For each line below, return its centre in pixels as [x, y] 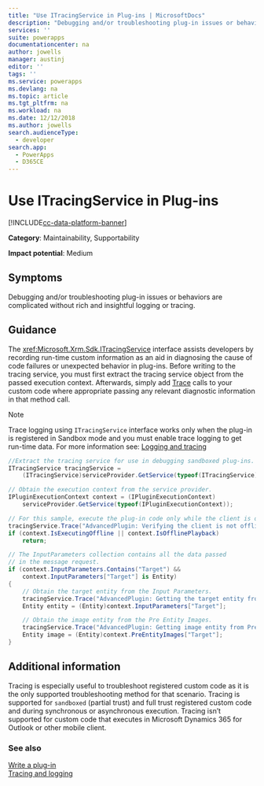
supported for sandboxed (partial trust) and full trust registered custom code [130, 703]
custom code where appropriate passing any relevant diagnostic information [132, 391]
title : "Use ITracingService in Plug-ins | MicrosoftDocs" [107, 15]
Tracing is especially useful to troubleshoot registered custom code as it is [128, 685]
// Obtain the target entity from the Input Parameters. [117, 591]
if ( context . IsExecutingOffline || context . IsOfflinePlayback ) [114, 533]
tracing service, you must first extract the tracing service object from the [126, 374]
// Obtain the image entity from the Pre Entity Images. [117, 620]
